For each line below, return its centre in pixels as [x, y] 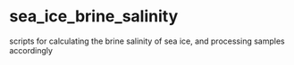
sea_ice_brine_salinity [94, 16]
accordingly [31, 50]
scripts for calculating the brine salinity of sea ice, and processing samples [147, 41]
